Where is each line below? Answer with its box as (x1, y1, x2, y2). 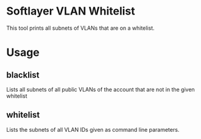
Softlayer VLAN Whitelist (6, 4, 135, 18)
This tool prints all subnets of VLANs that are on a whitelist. (6, 24, 155, 32)
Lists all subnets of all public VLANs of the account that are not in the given (6, 86, 195, 93)
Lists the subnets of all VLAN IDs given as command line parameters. (6, 126, 180, 133)
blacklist (6, 70, 40, 80)
